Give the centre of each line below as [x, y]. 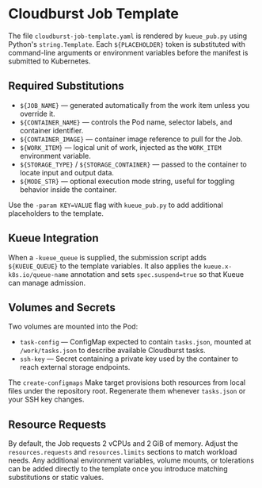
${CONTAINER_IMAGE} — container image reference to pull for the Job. [131, 139]
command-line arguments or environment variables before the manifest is [128, 52]
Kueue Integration [53, 238]
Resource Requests [57, 424]
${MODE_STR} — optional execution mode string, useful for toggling [127, 181]
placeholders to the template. [56, 213]
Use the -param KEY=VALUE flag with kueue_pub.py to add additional [116, 205]
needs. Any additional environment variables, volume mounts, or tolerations [131, 460]
